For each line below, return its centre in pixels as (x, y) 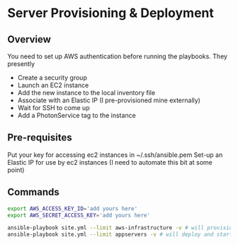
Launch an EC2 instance (53, 85)
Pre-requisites (40, 137)
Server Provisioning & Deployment (110, 13)
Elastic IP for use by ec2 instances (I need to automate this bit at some (110, 162)
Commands (34, 192)
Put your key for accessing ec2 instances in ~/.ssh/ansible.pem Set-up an (115, 155)
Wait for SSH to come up (53, 108)
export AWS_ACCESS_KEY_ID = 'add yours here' (73, 208)
